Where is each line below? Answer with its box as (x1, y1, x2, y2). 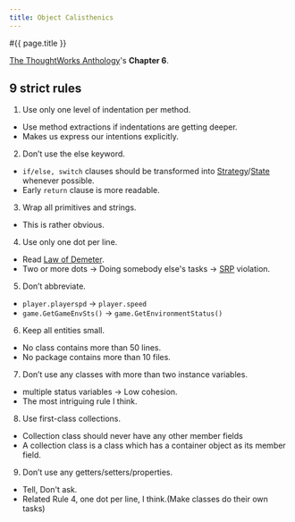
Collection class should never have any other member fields (21, 431, 243, 442)
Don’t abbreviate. (21, 281, 87, 291)
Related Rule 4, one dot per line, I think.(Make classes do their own (21, 493, 268, 505)
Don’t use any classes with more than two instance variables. (21, 369, 249, 380)
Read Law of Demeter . (21, 254, 105, 265)
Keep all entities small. (21, 325, 105, 336)
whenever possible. (21, 175, 96, 186)
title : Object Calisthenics (9, 13, 114, 22)
